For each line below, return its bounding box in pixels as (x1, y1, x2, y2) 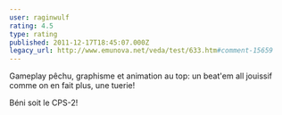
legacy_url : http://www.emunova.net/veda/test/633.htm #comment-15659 (9, 46, 274, 55)
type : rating (9, 29, 58, 38)
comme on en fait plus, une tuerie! (9, 80, 136, 91)
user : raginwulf (9, 12, 70, 22)
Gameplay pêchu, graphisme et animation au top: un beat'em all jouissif (9, 70, 273, 81)
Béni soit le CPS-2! (9, 97, 79, 108)
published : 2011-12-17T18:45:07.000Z (9, 37, 150, 47)
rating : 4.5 (9, 21, 54, 30)
